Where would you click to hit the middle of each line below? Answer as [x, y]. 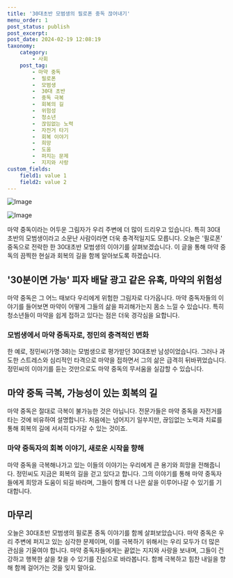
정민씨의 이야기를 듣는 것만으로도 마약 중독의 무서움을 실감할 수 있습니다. [105, 369]
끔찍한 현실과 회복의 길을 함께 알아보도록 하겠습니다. [90, 256]
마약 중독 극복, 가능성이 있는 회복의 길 [82, 393]
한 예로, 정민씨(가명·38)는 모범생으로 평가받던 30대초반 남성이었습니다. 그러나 [112, 352]
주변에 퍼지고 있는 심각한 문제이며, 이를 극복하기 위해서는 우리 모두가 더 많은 [117, 542]
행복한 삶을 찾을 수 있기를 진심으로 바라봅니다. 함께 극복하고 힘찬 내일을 [122, 559]
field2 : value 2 [43, 182]
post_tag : [34, 65]
